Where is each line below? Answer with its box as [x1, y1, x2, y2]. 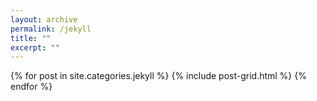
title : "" [10, 33, 52, 43]
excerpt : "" [10, 42, 60, 53]
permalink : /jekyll [10, 24, 92, 34]
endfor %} [10, 81, 53, 93]
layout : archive [10, 14, 78, 25]
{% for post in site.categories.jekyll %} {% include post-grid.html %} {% [10, 70, 307, 82]
